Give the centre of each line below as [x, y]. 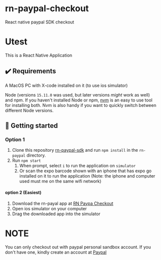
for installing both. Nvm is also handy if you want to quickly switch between [81, 105]
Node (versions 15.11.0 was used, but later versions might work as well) [78, 95]
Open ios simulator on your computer [49, 208]
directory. [36, 155]
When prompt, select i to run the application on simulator [78, 166]
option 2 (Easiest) [23, 192]
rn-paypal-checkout [47, 9]
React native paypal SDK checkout [40, 22]
